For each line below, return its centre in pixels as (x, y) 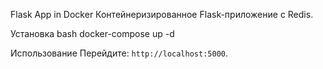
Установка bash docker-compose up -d (92, 33)
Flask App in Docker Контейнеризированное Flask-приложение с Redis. (162, 14)
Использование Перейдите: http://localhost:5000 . (119, 53)
